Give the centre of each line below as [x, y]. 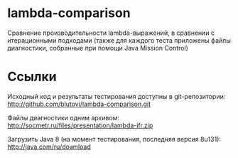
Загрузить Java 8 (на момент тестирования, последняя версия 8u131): [114, 139]
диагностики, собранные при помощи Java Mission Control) [98, 48]
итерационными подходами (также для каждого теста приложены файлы [119, 40]
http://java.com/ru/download [49, 147]
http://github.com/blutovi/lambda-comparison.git [79, 104]
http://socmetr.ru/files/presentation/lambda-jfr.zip [80, 125]
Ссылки [32, 77]
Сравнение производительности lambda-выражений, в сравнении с [111, 33]
